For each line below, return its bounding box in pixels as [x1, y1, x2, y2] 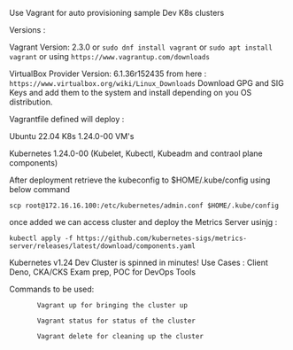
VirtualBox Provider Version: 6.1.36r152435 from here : [9, 68, 207, 79]
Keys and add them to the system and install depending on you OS [9, 88, 252, 97]
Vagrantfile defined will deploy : [9, 114, 125, 124]
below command [9, 184, 71, 194]
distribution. [9, 97, 53, 107]
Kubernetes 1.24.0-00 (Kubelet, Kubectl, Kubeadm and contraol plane [9, 148, 263, 159]
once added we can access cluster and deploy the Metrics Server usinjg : [9, 217, 278, 227]
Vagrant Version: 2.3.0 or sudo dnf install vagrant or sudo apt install [9, 42, 273, 52]
